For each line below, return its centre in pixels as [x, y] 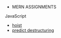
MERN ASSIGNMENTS [34, 7]
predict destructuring [33, 30]
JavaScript [16, 16]
